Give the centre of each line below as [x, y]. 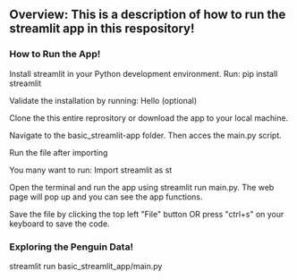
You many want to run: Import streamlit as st [91, 170]
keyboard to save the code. [59, 224]
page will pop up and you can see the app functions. [106, 197]
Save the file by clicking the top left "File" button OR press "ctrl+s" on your [147, 214]
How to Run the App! [55, 55]
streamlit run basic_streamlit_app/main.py [86, 266]
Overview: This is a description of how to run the [148, 15]
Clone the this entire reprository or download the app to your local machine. [149, 118]
